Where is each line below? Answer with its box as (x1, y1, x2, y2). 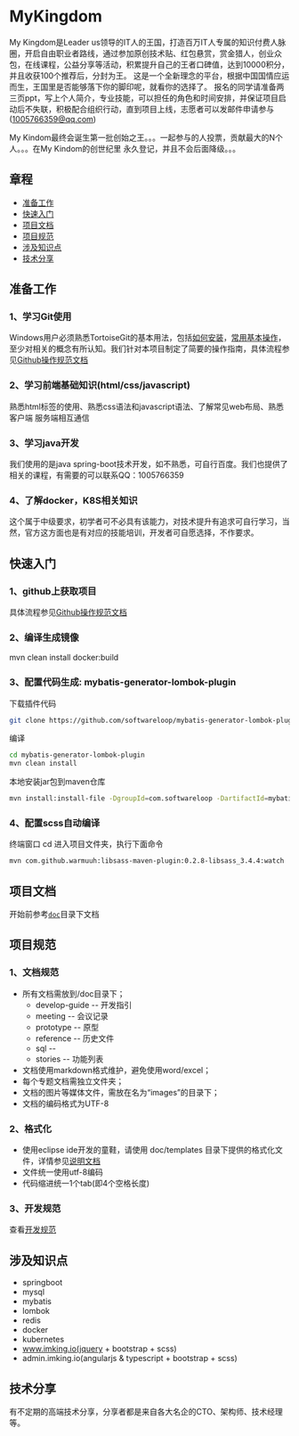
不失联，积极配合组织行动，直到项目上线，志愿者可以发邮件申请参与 (24, 103, 274, 114)
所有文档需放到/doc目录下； (21, 988, 125, 999)
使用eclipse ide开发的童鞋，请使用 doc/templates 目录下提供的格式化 (21, 1145, 276, 1155)
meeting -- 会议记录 (35, 1010, 109, 1022)
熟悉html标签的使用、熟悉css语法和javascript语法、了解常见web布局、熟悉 (9, 401, 285, 412)
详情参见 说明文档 (37, 1156, 101, 1167)
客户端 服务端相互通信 (9, 412, 90, 423)
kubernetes (21, 1334, 65, 1345)
